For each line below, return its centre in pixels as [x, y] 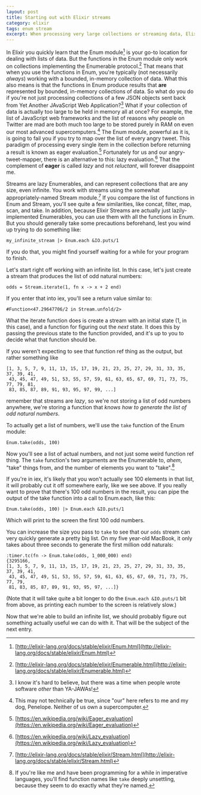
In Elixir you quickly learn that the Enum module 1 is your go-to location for [97, 52]
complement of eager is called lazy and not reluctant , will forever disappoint [100, 166]
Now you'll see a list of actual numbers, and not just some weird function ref [100, 454]
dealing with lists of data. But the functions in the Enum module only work [97, 58]
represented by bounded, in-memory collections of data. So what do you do [100, 91]
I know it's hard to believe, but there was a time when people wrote [98, 683]
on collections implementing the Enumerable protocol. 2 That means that [95, 65]
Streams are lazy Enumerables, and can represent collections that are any [97, 184]
